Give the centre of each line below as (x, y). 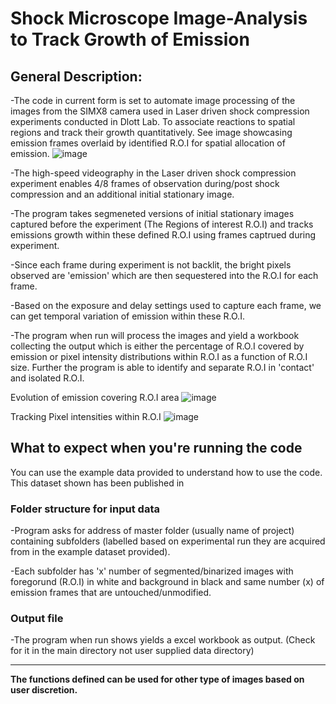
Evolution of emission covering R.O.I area (95, 397)
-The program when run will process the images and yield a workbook (155, 335)
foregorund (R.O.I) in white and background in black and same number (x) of (167, 582)
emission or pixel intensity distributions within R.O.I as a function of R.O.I (159, 356)
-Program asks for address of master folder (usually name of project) (152, 531)
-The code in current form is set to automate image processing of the (153, 100)
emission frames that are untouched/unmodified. (111, 593)
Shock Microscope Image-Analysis (159, 18)
